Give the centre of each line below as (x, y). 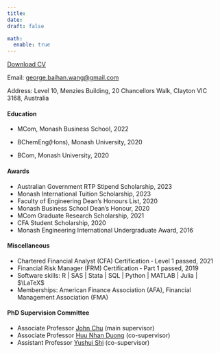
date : (15, 20)
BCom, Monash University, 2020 (63, 155)
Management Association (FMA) (62, 297)
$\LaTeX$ (30, 283)
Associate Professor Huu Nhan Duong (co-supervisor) (94, 335)
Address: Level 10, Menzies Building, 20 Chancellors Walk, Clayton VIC (107, 91)
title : (16, 13)
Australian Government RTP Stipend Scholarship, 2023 (95, 186)
